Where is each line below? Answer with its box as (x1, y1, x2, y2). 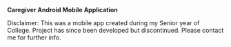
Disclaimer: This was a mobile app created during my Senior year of (7, 19, 200, 27)
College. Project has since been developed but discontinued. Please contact (7, 27, 224, 34)
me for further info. (7, 33, 61, 42)
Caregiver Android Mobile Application (7, 6, 119, 14)
